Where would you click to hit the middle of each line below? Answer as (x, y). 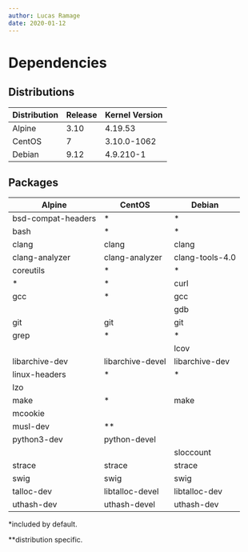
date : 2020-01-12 (37, 23)
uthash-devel (130, 505)
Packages (33, 182)
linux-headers (39, 374)
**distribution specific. (46, 540)
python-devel (130, 439)
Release (82, 114)
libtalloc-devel (131, 491)
